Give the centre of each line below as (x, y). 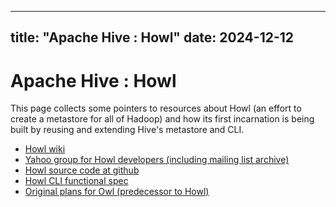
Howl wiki (45, 149)
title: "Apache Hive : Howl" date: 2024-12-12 (152, 37)
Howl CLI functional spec (76, 181)
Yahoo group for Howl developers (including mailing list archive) (157, 160)
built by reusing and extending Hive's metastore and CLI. (127, 130)
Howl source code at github (82, 170)
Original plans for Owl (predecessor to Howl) (117, 192)
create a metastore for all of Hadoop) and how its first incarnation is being (162, 119)
